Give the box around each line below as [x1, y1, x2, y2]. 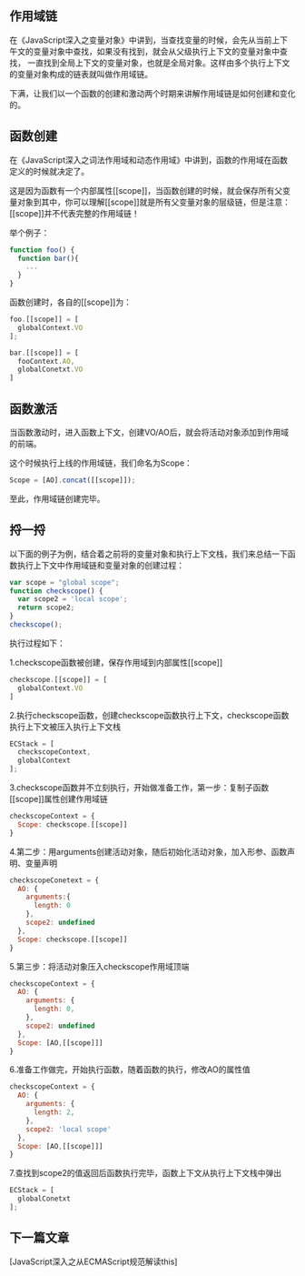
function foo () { [9, 245, 75, 255]
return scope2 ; [17, 603, 75, 612]
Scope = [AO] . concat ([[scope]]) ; [9, 476, 136, 485]
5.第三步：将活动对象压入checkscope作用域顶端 [9, 960, 190, 971]
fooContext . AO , [17, 357, 75, 366]
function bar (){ [17, 254, 79, 263]
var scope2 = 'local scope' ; [17, 595, 128, 604]
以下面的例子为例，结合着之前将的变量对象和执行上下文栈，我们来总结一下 [9, 548, 288, 559]
